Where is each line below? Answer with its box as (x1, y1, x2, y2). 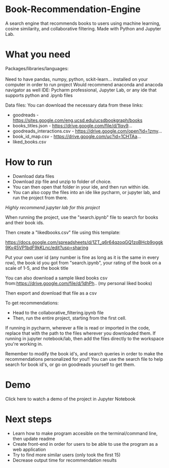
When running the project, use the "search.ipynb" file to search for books (5, 214, 158, 220)
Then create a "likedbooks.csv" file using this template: (5, 229, 120, 236)
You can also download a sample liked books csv (5, 274, 108, 281)
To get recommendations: (5, 300, 59, 306)
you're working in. (5, 341, 43, 347)
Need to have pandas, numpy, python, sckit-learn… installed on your (5, 76, 148, 82)
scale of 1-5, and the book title (5, 265, 69, 271)
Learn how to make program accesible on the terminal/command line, (12, 430, 158, 436)
